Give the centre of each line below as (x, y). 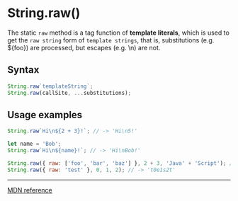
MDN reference (30, 190)
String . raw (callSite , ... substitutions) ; (69, 93)
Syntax (23, 70)
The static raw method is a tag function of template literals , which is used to (119, 33)
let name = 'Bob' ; (34, 144)
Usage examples (45, 115)
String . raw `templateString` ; (50, 86)
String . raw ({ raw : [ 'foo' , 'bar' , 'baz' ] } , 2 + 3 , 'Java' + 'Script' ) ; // (121, 163)
